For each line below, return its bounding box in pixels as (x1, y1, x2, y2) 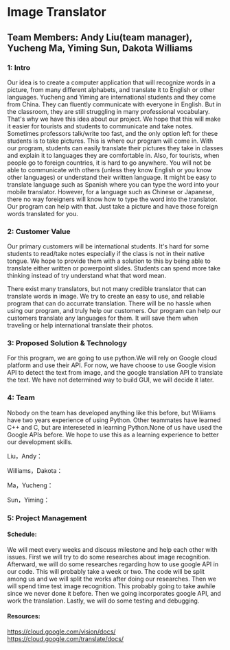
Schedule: (7, 530, 37, 539)
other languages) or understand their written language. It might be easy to (7, 173, 217, 181)
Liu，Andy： (7, 452, 43, 460)
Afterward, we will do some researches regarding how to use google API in (7, 560, 218, 568)
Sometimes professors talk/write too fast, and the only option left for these (7, 129, 218, 137)
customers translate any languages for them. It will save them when (7, 314, 198, 323)
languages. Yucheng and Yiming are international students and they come (7, 93, 216, 101)
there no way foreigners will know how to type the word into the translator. (7, 195, 218, 203)
